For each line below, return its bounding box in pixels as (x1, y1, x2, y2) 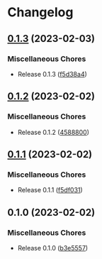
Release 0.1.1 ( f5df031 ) (17, 186, 83, 194)
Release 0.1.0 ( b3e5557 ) (17, 243, 89, 252)
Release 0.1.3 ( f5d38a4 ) (17, 70, 87, 78)
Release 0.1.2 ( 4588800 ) (17, 128, 90, 136)
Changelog (7, 4, 74, 21)
